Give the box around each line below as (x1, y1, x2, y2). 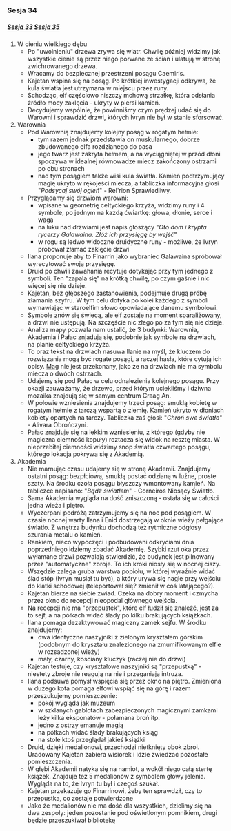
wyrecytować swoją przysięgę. (27, 259, 116, 267)
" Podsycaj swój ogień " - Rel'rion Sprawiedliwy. (37, 186, 172, 194)
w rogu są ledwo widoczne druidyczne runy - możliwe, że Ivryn (37, 237, 219, 246)
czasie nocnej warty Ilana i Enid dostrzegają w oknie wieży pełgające (27, 515, 224, 524)
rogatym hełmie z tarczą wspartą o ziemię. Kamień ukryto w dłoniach (27, 406, 224, 414)
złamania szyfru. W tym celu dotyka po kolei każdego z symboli (27, 296, 209, 305)
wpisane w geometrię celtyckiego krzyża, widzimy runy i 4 (37, 201, 205, 209)
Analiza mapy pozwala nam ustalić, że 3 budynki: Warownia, (27, 325, 199, 334)
